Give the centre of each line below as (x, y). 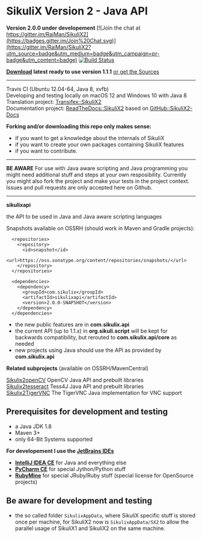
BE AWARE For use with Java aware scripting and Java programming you (97, 168)
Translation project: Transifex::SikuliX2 (54, 101)
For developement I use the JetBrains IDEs (60, 450)
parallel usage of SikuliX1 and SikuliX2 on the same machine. (90, 528)
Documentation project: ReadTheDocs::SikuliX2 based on (78, 108)
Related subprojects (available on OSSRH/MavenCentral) (78, 368)
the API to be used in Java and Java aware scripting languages (84, 216)
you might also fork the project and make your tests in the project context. (98, 181)
